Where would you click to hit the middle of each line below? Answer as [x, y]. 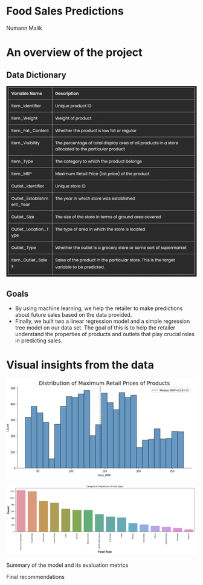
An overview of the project [75, 52]
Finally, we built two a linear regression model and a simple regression [102, 321]
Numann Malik [24, 28]
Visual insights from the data [80, 365]
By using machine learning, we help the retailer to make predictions [99, 308]
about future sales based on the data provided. [73, 315]
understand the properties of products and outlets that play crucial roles [105, 334]
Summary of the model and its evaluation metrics [67, 565]
